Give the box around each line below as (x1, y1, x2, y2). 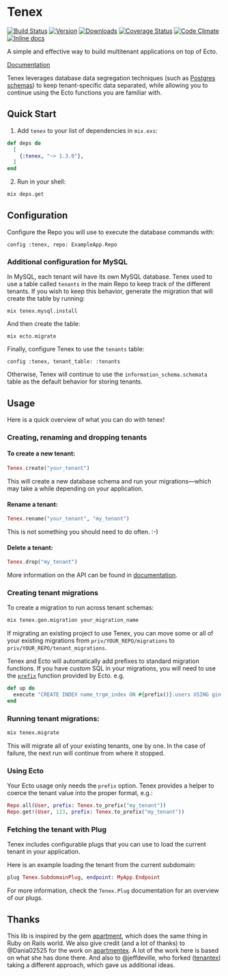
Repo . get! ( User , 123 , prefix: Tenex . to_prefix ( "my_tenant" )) (7, 809, 185, 816)
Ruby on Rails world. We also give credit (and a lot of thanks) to (7, 939, 186, 947)
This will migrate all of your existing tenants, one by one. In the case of (7, 742, 206, 750)
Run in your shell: (16, 177, 66, 186)
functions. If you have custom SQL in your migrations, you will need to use (7, 664, 216, 673)
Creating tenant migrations (7, 588, 99, 597)
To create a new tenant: (7, 449, 76, 458)
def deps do (7, 140, 41, 147)
